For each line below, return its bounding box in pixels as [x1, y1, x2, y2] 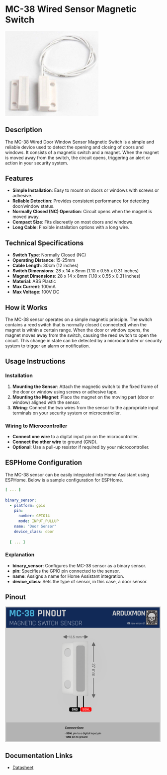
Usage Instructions [5, 357, 66, 366]
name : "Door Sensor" [14, 524, 57, 529]
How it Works [5, 303, 48, 311]
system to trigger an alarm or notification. [5, 343, 90, 349]
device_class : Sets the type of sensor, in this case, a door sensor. [12, 578, 148, 584]
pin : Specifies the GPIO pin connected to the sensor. [12, 568, 120, 574]
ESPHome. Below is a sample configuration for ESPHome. [5, 477, 123, 483]
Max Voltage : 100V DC [12, 289, 60, 295]
